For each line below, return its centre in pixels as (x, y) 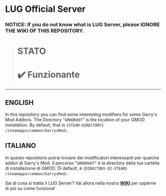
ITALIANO (21, 146)
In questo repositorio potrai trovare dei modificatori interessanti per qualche (82, 157)
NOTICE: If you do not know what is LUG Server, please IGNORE (83, 25)
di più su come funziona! (30, 188)
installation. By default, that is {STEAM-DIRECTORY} (55, 125)
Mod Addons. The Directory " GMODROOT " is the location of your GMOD (75, 120)
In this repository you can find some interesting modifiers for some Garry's (81, 114)
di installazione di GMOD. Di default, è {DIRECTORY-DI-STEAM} (66, 168)
